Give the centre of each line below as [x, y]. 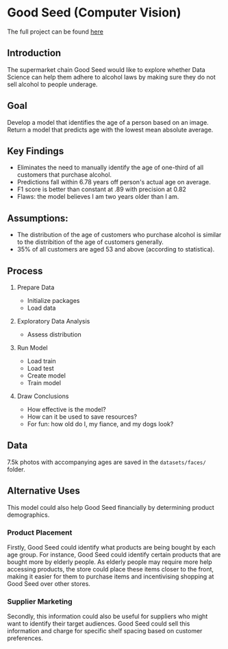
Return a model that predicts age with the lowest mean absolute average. [110, 130]
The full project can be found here [55, 32]
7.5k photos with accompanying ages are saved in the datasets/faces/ [107, 462]
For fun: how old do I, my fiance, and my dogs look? [100, 424]
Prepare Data [36, 287]
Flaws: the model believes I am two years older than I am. [98, 197]
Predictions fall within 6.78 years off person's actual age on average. [114, 182]
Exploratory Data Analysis [53, 321]
